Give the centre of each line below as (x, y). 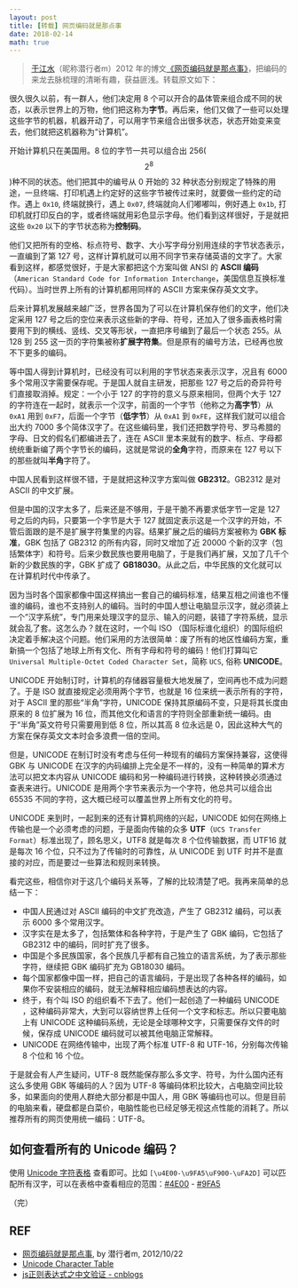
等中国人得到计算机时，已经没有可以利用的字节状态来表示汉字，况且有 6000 (149, 371)
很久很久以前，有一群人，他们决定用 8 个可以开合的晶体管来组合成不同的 (142, 99)
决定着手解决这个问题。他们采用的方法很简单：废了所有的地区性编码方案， (145, 639)
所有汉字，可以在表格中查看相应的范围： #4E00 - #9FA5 (118, 1183)
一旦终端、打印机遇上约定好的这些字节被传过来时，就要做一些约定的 (149, 193)
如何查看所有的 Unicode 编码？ (94, 1150)
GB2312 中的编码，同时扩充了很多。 (88, 944)
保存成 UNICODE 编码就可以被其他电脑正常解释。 (128, 1033)
